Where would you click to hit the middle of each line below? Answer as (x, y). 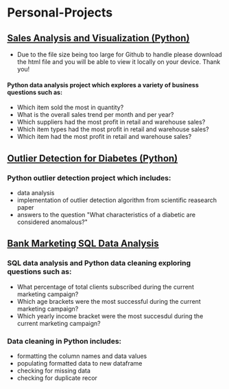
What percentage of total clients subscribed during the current (105, 287)
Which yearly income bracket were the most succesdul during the (110, 316)
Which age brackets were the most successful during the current (109, 301)
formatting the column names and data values (82, 356)
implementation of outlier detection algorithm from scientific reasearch (117, 200)
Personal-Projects (60, 13)
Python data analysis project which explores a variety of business (103, 85)
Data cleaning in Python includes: (64, 341)
